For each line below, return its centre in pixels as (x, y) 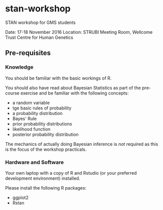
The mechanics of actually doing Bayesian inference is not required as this (82, 144)
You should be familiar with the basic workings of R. (59, 78)
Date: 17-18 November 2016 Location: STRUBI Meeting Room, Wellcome (79, 32)
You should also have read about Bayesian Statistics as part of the (73, 88)
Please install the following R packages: (46, 188)
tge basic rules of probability (42, 108)
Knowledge (19, 67)
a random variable (31, 103)
